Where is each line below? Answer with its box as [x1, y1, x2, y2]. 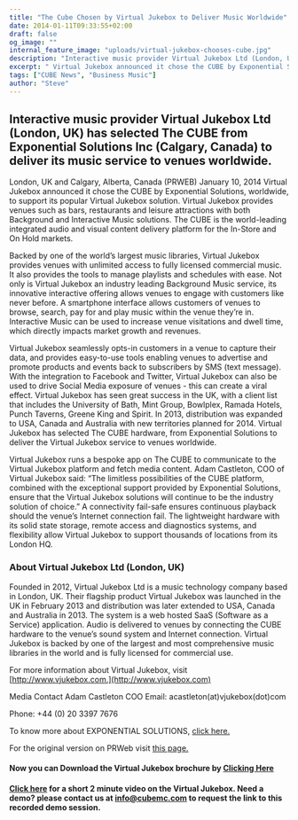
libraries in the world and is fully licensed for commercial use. [9, 647, 234, 658]
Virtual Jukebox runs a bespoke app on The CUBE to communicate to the [9, 454, 277, 465]
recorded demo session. [9, 801, 101, 812]
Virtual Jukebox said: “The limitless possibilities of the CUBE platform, [9, 473, 264, 484]
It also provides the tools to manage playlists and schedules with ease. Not [9, 269, 282, 280]
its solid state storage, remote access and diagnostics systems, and [9, 520, 257, 531]
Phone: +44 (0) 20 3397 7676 [9, 708, 118, 719]
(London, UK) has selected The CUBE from [9, 126, 248, 141]
